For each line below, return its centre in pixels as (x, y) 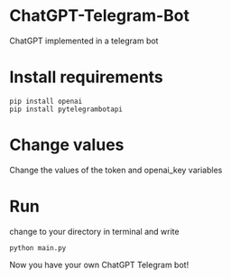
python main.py (38, 248)
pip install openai (46, 101)
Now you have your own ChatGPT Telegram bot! (99, 265)
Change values (67, 145)
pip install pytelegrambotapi (66, 109)
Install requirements (87, 77)
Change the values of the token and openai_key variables (116, 170)
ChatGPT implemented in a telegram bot (84, 41)
